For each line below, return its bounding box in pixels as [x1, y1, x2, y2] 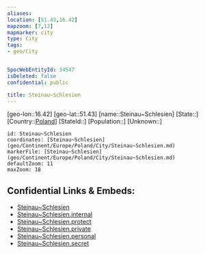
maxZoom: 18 [7, 167, 41, 173]
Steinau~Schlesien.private [16, 225, 91, 233]
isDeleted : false [7, 72, 57, 79]
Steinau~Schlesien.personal [16, 232, 96, 240]
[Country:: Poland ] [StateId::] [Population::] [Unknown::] [7, 117, 163, 126]
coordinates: [7, 137, 44, 143]
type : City [7, 36, 38, 42]
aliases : [7, 10, 32, 17]
